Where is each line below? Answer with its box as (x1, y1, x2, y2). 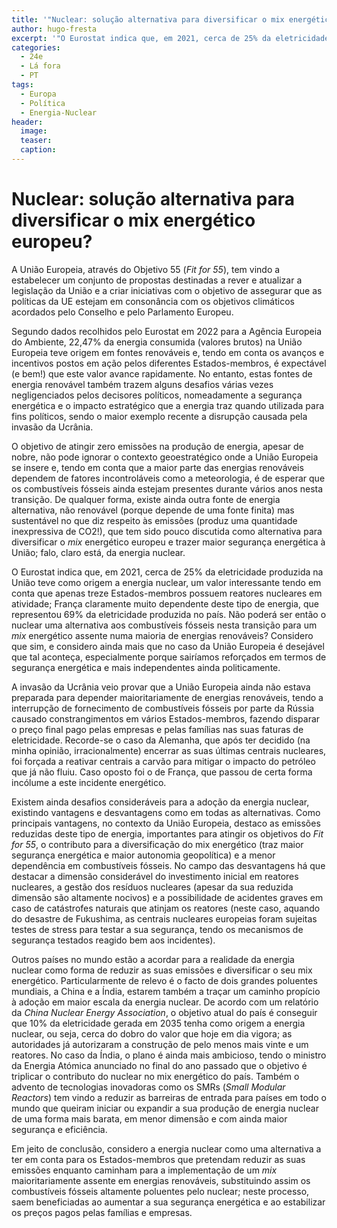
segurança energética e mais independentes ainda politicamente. (11, 661, 281, 673)
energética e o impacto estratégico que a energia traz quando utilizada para (11, 399, 325, 411)
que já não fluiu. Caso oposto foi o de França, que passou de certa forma (11, 766, 313, 778)
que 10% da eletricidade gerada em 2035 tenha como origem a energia (11, 1017, 306, 1029)
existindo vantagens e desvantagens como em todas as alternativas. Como (11, 806, 321, 818)
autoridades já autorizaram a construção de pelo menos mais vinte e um (11, 1038, 309, 1050)
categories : (11, 42, 61, 53)
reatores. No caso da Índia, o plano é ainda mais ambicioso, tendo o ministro (11, 1049, 327, 1061)
